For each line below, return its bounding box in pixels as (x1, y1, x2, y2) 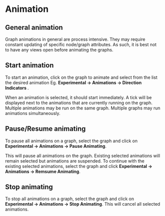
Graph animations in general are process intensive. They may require (5, 36, 146, 42)
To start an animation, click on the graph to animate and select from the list (5, 74, 158, 80)
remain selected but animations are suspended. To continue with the (5, 158, 145, 164)
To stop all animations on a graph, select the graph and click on (5, 196, 134, 202)
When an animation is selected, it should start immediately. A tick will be (5, 94, 152, 100)
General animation (5, 23, 63, 32)
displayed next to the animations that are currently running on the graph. (5, 100, 153, 106)
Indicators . (5, 85, 29, 91)
